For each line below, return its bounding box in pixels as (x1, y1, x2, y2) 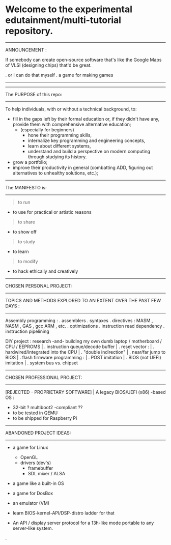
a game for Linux (12, 444, 48, 450)
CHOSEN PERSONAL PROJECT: (5, 282, 72, 289)
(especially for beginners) (20, 126, 75, 133)
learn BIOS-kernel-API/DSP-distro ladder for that (12, 510, 115, 516)
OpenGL (20, 454, 38, 460)
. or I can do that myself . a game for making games (5, 72, 113, 78)
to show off (12, 228, 37, 235)
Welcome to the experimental (5, 4, 132, 15)
